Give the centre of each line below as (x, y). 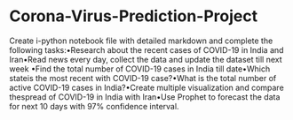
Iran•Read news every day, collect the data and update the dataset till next (146, 59)
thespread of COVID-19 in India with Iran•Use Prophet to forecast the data (145, 97)
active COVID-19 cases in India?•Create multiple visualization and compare (146, 87)
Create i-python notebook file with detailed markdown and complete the (141, 41)
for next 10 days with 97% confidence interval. (94, 106)
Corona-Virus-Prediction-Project (134, 16)
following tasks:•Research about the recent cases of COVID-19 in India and (146, 49)
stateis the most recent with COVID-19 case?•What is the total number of (143, 78)
